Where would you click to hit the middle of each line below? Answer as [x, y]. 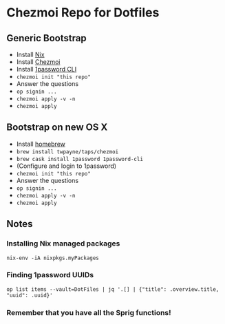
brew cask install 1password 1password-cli [80, 159]
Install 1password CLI [46, 69]
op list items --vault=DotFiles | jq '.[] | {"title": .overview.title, [113, 289]
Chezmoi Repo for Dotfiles [83, 13]
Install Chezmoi [38, 62]
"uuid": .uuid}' [30, 295]
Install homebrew [41, 144]
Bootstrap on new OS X [57, 128]
